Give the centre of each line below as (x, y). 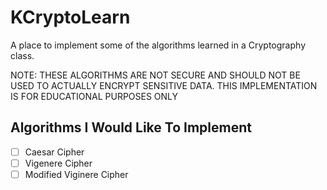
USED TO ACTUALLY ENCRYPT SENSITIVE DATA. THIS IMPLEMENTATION (164, 85)
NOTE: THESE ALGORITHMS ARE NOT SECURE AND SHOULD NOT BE (155, 75)
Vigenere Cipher (58, 163)
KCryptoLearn (70, 17)
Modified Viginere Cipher (76, 174)
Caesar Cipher (54, 152)
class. (22, 55)
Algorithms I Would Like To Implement (131, 127)
